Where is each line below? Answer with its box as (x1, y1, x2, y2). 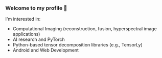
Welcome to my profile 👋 (5, 5, 67, 12)
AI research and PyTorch (12, 36, 65, 42)
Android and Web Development (12, 47, 79, 53)
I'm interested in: (5, 16, 41, 22)
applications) (12, 31, 40, 37)
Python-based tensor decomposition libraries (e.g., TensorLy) (12, 42, 143, 48)
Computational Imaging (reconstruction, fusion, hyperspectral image (12, 26, 157, 32)
